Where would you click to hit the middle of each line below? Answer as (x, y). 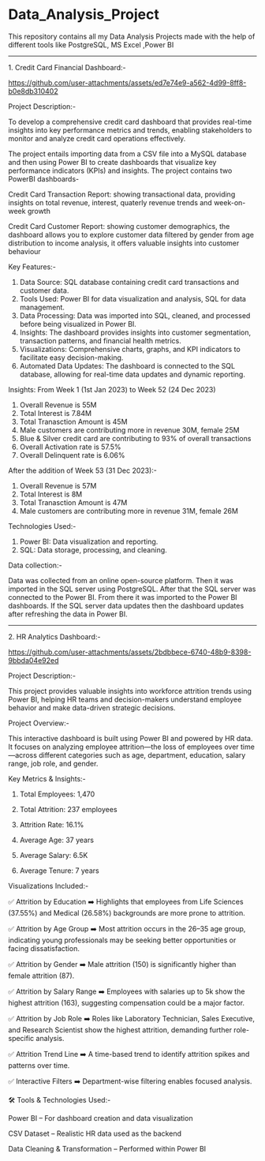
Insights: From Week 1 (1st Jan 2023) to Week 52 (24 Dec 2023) (112, 389)
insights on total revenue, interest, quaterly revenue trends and (110, 202)
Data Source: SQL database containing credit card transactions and (129, 282)
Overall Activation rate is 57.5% (70, 447)
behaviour (24, 251)
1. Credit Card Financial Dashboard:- (67, 67)
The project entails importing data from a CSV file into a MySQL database (127, 154)
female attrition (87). (41, 976)
